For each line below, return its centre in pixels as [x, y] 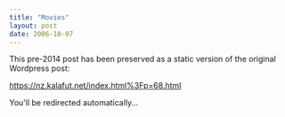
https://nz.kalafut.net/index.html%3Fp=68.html [95, 86]
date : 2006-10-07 [41, 34]
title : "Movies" [39, 17]
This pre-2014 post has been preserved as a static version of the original [142, 59]
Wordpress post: [40, 68]
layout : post [33, 26]
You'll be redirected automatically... [74, 103]
